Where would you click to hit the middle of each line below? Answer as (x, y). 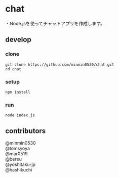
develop (18, 40)
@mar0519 (16, 154)
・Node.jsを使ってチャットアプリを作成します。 (55, 23)
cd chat (13, 69)
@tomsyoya (18, 148)
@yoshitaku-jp (20, 164)
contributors (26, 131)
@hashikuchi (19, 170)
